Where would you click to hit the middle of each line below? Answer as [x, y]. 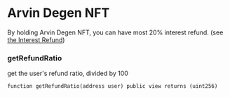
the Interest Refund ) [36, 39]
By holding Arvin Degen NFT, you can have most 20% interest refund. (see [115, 32]
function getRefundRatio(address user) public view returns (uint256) [113, 86]
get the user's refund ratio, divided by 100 [68, 73]
